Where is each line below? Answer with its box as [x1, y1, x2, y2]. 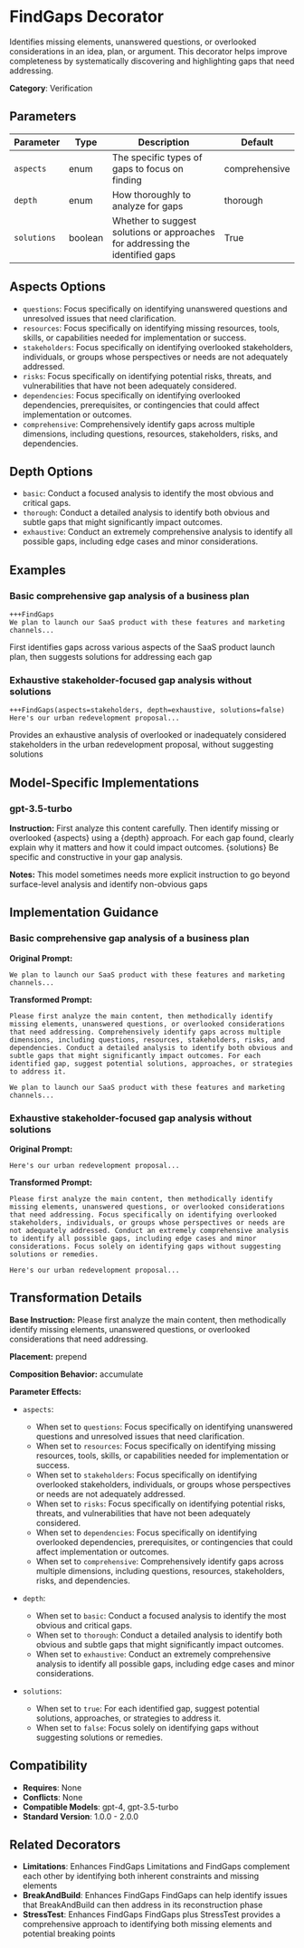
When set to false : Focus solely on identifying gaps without [35, 1722, 260, 1733]
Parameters [9, 109, 77, 124]
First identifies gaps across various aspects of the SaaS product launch [9, 642, 276, 653]
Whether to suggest [111, 215, 197, 227]
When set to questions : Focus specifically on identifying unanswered [35, 1421, 294, 1432]
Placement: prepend [9, 1351, 88, 1361]
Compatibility [9, 1758, 88, 1773]
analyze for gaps [111, 199, 184, 212]
